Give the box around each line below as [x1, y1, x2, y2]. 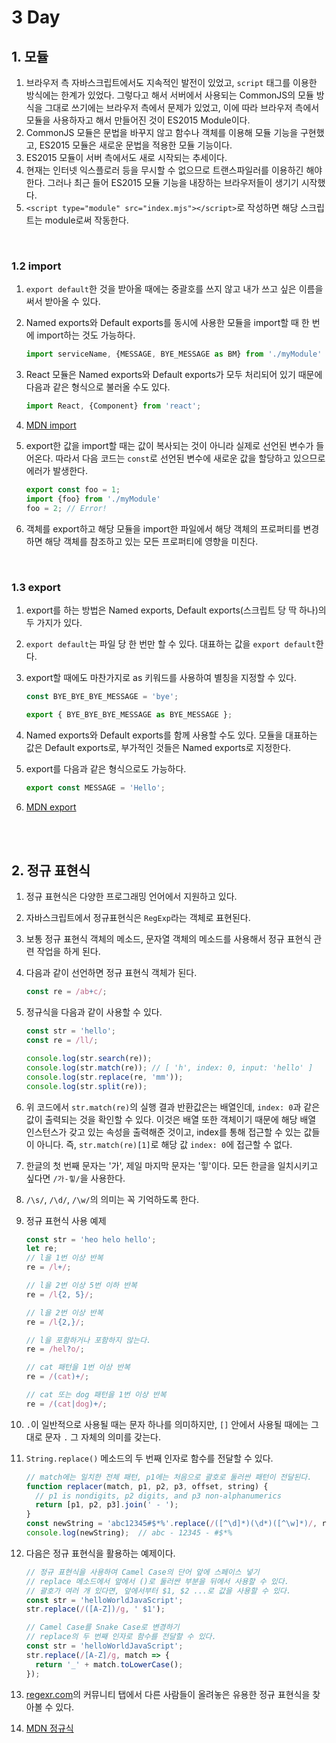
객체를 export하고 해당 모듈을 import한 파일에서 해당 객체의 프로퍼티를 [25, 522, 301, 535]
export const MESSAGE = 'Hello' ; [25, 782, 166, 793]
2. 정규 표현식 [11, 862, 91, 879]
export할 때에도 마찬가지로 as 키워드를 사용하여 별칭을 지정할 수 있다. [25, 671, 297, 683]
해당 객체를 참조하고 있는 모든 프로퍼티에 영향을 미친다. [44, 535, 259, 547]
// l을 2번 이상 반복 [25, 1307, 104, 1318]
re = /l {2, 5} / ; [25, 1289, 94, 1300]
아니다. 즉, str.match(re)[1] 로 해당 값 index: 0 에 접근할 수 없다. [36, 1138, 293, 1150]
